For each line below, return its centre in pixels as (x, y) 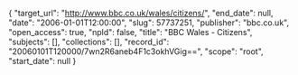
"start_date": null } (42, 61)
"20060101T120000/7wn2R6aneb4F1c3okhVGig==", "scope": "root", (136, 52)
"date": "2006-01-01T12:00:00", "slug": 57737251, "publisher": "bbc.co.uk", (149, 23)
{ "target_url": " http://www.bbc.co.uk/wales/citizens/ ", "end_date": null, (141, 13)
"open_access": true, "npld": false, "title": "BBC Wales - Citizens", (130, 32)
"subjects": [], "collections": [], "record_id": (89, 42)
